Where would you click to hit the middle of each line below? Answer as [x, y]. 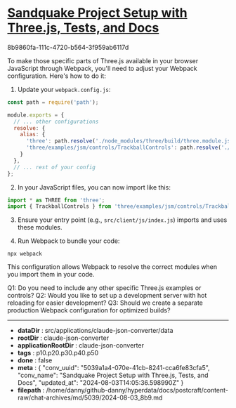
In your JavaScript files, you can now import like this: [94, 187]
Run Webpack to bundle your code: [68, 241]
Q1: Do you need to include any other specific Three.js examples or [104, 288]
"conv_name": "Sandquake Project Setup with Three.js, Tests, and [113, 375]
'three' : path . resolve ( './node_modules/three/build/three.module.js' [130, 141]
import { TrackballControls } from [59, 206]
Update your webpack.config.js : [64, 89]
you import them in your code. [51, 275]
